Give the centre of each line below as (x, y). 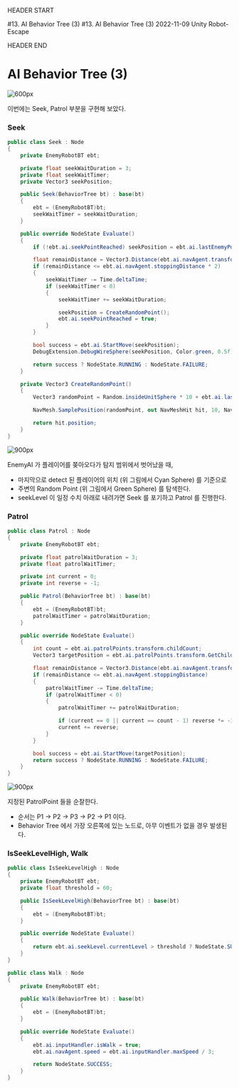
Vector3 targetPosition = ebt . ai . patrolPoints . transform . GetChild (133, 655)
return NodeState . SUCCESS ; (73, 1065)
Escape (18, 32)
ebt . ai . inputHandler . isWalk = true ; (87, 1045)
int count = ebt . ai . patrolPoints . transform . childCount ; (117, 649)
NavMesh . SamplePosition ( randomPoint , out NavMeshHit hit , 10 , (127, 410)
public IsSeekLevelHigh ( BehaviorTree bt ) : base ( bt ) (100, 901)
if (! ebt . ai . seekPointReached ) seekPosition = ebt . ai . (116, 247)
